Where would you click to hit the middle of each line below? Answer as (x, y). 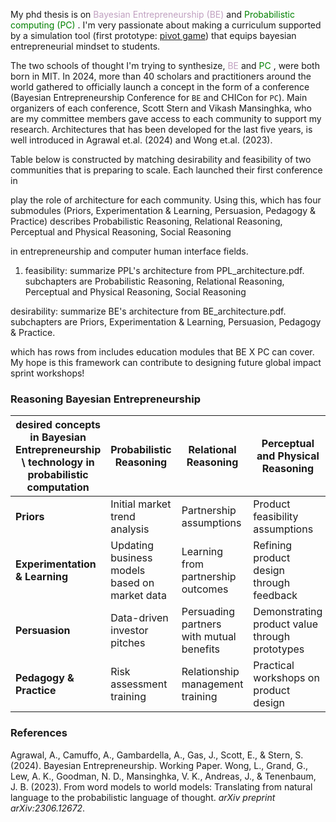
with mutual (209, 637)
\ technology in (58, 462)
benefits (200, 649)
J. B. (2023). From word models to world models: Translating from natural (161, 786)
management (212, 684)
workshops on (286, 678)
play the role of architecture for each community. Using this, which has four (166, 200)
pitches (128, 643)
